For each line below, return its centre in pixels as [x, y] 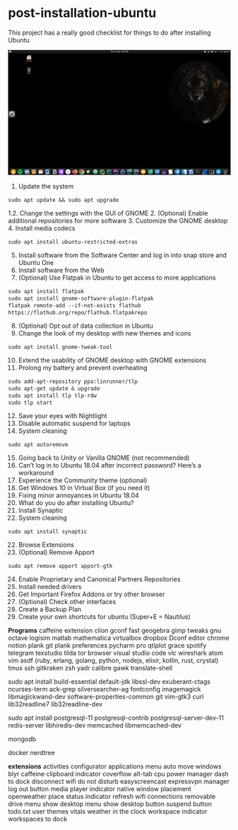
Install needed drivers [50, 587]
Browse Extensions [46, 545]
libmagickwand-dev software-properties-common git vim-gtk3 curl [106, 696]
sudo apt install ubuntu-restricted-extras [73, 242]
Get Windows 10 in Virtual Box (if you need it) [84, 488]
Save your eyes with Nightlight [63, 416]
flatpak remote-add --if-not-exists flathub [75, 306]
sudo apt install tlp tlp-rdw [53, 396]
